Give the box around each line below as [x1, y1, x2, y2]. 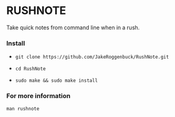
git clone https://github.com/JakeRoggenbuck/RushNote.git [15, 54, 169, 60]
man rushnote [6, 105, 40, 112]
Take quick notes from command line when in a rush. [6, 24, 140, 31]
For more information [6, 92, 71, 101]
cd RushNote [15, 66, 46, 72]
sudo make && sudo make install [15, 77, 98, 84]
